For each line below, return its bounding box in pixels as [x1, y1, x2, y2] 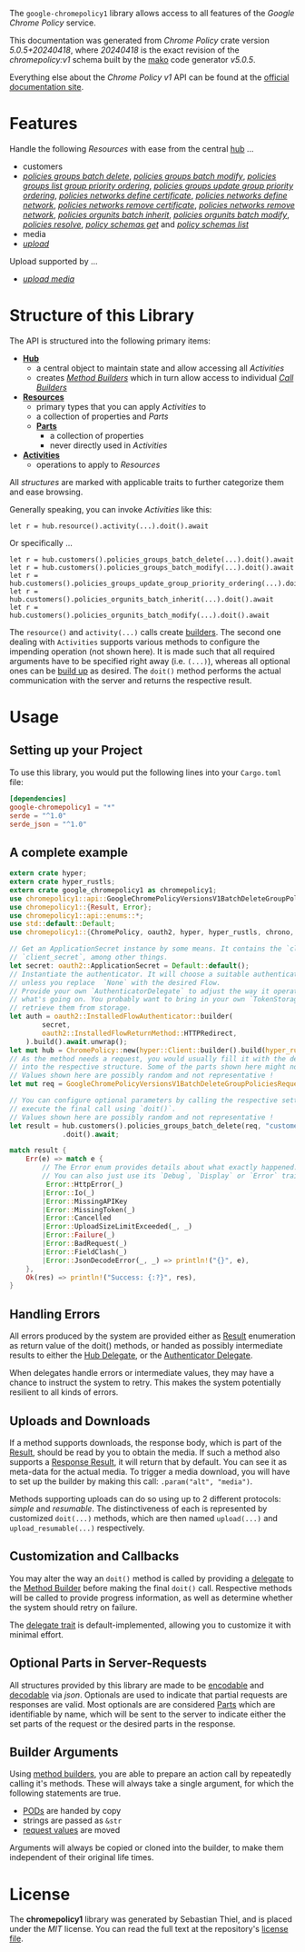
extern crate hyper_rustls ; [9, 877, 116, 887]
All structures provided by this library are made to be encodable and [9, 1679, 265, 1690]
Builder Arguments [9, 1744, 119, 1759]
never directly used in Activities [49, 440, 168, 451]
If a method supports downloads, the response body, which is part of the [9, 1437, 282, 1448]
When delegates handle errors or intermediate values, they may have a [9, 1368, 275, 1379]
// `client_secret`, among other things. [9, 953, 169, 962]
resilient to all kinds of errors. [9, 1387, 119, 1398]
